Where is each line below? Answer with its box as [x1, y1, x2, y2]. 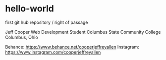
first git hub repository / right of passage [5, 19, 88, 25]
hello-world [5, 3, 55, 14]
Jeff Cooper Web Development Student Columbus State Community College [5, 29, 161, 35]
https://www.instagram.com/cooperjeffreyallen [5, 49, 101, 55]
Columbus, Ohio [5, 34, 38, 40]
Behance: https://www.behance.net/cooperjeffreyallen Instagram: [5, 44, 140, 50]
